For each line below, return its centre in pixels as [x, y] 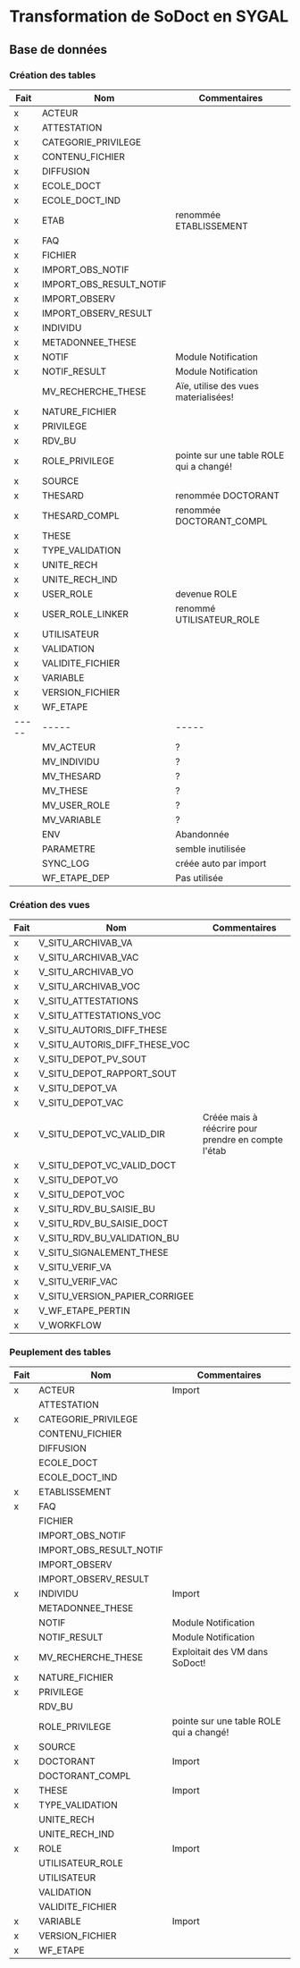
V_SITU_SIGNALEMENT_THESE [104, 1252]
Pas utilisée [199, 878]
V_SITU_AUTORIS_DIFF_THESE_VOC [114, 1045]
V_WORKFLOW [70, 1326]
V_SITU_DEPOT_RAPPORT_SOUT [108, 1073]
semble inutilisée [211, 849]
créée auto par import [221, 863]
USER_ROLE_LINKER [85, 614]
